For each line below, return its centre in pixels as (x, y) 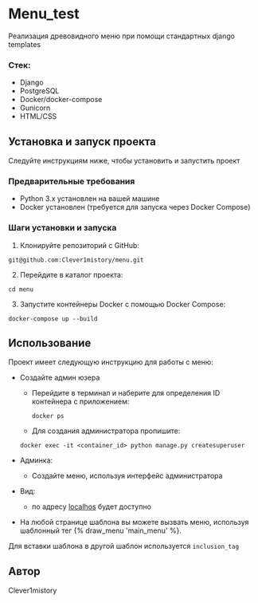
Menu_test (44, 14)
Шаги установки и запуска (63, 228)
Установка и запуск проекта (82, 142)
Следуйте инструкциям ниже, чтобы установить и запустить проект (124, 161)
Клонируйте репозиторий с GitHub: (79, 245)
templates (25, 44)
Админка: (36, 460)
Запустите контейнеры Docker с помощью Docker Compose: (123, 304)
